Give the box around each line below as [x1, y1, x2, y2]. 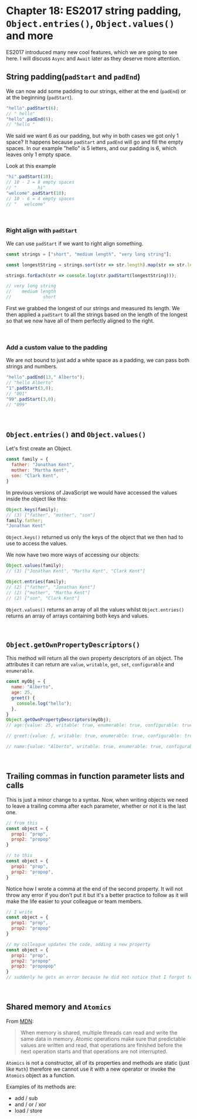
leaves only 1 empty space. [6, 151, 72, 158]
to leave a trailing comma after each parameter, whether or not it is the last [6, 802, 186, 809]
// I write [6, 909, 33, 915]
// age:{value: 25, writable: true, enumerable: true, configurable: [6, 722, 180, 728]
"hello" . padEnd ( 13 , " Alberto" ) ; [6, 374, 85, 380]
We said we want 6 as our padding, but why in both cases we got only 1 [6, 132, 179, 140]
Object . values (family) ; [6, 563, 64, 569]
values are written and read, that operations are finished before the [20, 1041, 183, 1048]
